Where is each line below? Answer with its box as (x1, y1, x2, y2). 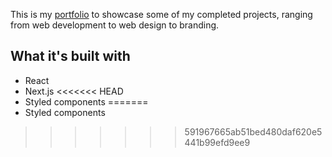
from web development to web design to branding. (10, 19, 220, 31)
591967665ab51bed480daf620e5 (184, 125, 323, 138)
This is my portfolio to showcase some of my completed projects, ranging (10, 9, 313, 20)
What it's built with (10, 48, 131, 65)
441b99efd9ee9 (184, 136, 251, 148)
